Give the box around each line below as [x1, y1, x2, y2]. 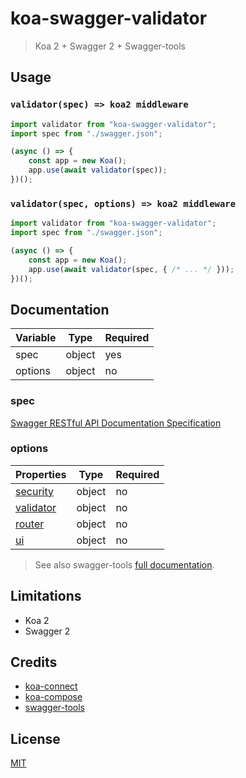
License [10, 730, 61, 747]
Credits [10, 654, 58, 671]
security [15, 484, 54, 498]
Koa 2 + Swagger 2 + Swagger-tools [34, 40, 186, 52]
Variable [15, 331, 57, 345]
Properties [15, 467, 67, 481]
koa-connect [24, 680, 78, 692]
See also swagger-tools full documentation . [34, 558, 215, 571]
